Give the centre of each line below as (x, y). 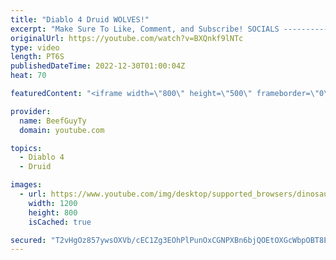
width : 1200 (53, 203)
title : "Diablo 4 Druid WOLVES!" (80, 19)
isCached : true (60, 222)
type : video (35, 47)
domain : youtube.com (62, 130)
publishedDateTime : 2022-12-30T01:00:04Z (98, 66)
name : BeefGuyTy (53, 121)
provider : (31, 111)
